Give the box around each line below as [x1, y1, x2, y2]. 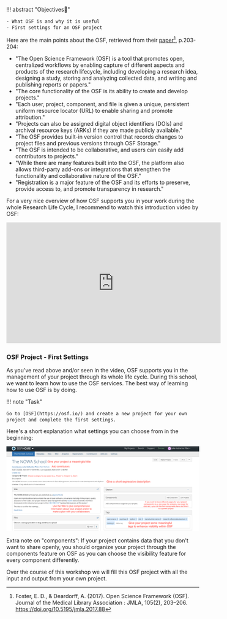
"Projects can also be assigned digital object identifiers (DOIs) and [15, 120, 183, 127]
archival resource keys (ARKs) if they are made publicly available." [15, 126, 182, 134]
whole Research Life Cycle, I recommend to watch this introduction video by [6, 203, 199, 211]
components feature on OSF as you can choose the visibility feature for [6, 550, 187, 557]
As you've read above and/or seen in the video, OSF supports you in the [6, 366, 188, 374]
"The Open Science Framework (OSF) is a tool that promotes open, [15, 55, 185, 62]
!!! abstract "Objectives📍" [6, 6, 70, 13]
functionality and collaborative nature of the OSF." [15, 172, 142, 179]
